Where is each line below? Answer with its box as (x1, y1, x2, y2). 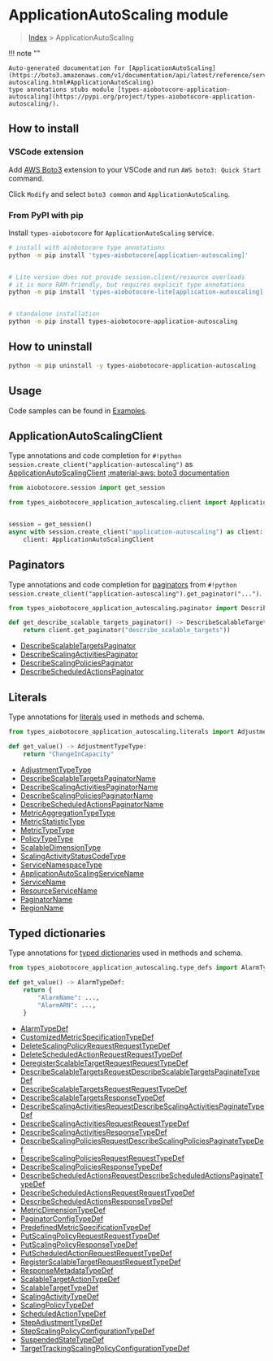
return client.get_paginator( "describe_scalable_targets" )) (23, 626, 231, 635)
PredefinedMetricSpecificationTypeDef (19, 1222, 152, 1232)
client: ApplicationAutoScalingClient (23, 535, 154, 543)
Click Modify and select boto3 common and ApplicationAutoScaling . (8, 189, 230, 198)
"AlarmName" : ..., (37, 994, 100, 1002)
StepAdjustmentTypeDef (19, 1317, 103, 1327)
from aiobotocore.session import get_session (8, 484, 165, 492)
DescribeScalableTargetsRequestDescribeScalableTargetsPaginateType (19, 1067, 260, 1076)
